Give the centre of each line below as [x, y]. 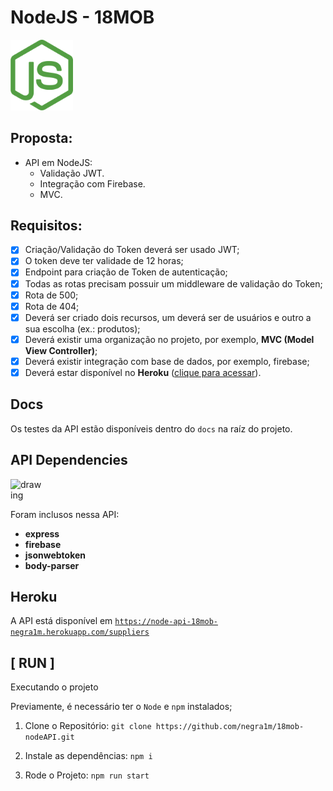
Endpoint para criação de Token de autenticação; [126, 272]
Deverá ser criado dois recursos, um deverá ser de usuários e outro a [168, 317]
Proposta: [41, 138]
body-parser [52, 565]
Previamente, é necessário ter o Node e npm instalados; [121, 707]
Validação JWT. [72, 173]
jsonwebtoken [55, 555]
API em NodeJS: [58, 162]
